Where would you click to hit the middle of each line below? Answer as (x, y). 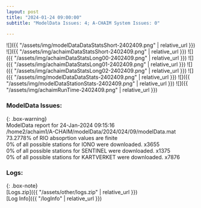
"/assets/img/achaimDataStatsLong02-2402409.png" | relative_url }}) (100, 71)
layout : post (23, 12)
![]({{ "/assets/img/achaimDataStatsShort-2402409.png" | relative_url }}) (96, 52)
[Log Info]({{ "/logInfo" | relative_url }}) (54, 198)
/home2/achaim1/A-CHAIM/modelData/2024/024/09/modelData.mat (91, 131)
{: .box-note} (22, 185)
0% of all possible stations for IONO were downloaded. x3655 (83, 144)
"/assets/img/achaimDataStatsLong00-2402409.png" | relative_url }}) (100, 58)
